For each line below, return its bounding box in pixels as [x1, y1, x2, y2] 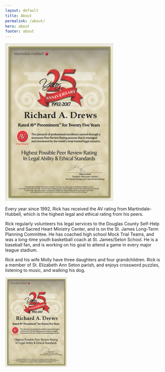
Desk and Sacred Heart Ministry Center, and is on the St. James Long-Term [5, 226, 159, 232]
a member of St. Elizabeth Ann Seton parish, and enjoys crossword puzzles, [5, 262, 160, 268]
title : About [5, 13, 32, 18]
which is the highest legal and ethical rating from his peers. [23, 211, 144, 217]
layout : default [5, 8, 39, 13]
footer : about [5, 29, 35, 34]
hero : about [5, 24, 30, 29]
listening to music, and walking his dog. [5, 267, 85, 273]
